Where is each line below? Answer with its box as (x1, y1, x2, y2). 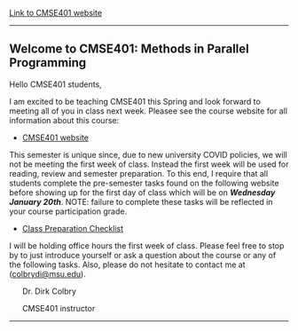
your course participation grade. (9, 206, 127, 217)
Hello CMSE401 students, (9, 79, 102, 90)
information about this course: (9, 114, 120, 125)
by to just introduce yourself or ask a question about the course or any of (9, 249, 277, 260)
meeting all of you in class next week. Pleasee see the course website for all (9, 106, 288, 116)
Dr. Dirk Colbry (21, 286, 77, 296)
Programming (9, 55, 87, 70)
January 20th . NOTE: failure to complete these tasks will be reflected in (9, 196, 273, 207)
